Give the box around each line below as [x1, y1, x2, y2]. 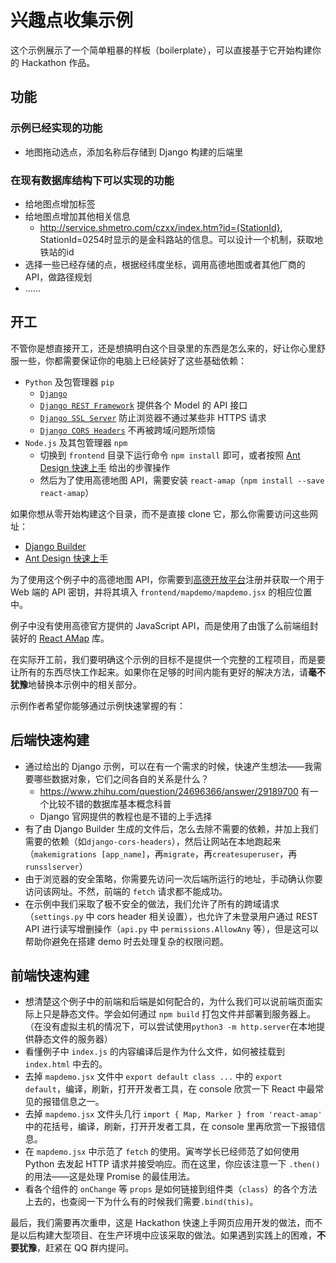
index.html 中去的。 [24, 1058, 108, 1070]
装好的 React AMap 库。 [10, 632, 110, 644]
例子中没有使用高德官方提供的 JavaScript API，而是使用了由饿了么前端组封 [10, 619, 319, 631]
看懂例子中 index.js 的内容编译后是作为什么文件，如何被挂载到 [24, 1046, 285, 1058]
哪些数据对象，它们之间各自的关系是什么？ [33, 772, 210, 785]
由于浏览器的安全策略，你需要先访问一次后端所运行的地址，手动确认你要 [24, 872, 323, 885]
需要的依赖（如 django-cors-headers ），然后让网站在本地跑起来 [24, 835, 282, 847]
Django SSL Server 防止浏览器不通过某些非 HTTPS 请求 [39, 411, 267, 423]
